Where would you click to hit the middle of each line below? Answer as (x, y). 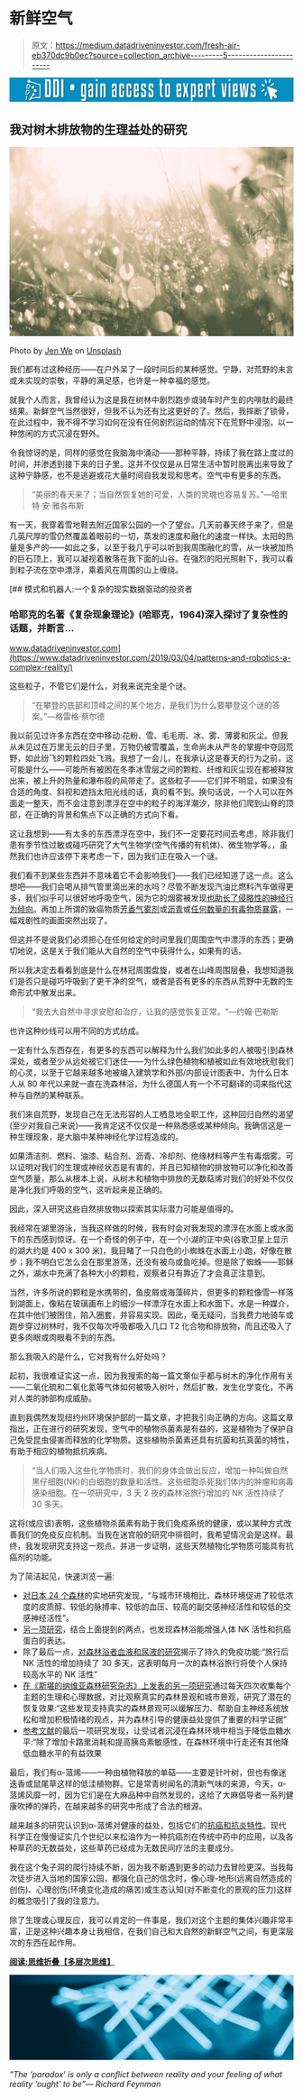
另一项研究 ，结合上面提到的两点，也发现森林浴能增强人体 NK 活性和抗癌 (156, 1629)
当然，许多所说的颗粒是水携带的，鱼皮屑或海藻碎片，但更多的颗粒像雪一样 (147, 1292)
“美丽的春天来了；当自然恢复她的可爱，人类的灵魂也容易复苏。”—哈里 (160, 494)
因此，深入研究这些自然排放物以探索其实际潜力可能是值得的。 (124, 1208)
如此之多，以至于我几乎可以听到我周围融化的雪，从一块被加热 (179, 547)
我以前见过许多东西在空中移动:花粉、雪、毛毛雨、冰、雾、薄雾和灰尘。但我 (149, 735)
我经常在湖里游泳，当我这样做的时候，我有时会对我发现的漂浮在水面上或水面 (151, 1228)
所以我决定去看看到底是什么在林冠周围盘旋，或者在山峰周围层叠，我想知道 (147, 969)
